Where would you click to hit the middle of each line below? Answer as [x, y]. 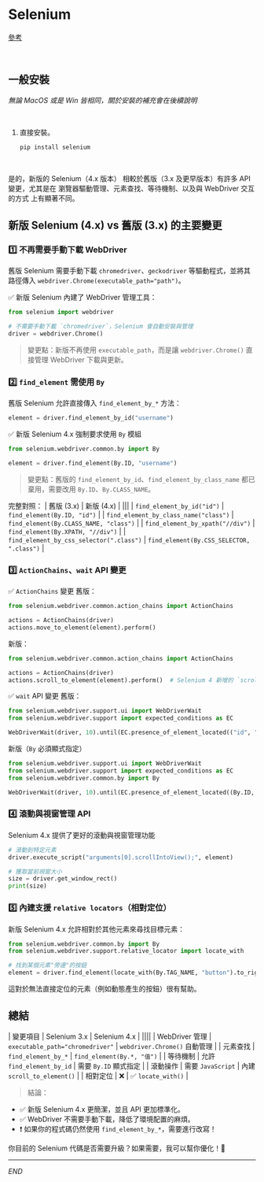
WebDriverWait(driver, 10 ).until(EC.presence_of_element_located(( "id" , [130, 733]
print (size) [27, 886]
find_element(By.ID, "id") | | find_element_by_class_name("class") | [121, 514]
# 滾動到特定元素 [32, 850]
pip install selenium [55, 147]
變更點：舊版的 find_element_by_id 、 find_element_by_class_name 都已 [141, 479]
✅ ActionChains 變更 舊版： [52, 591]
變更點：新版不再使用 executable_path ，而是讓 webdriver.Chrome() [136, 350]
